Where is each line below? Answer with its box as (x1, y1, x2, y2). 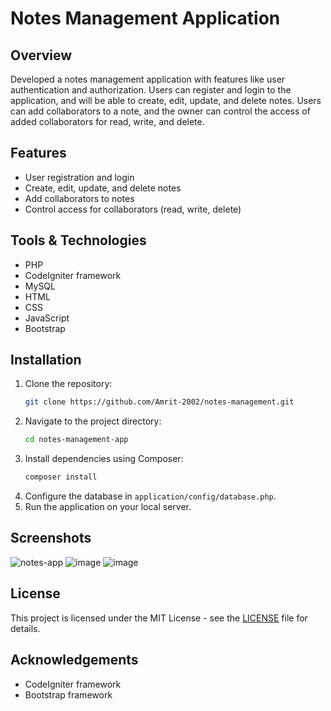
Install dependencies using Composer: (24, 453, 184, 465)
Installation (10, 352, 82, 369)
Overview (10, 47, 73, 64)
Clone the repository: (24, 378, 113, 390)
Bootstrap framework (24, 688, 113, 701)
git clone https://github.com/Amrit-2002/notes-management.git (24, 397, 295, 407)
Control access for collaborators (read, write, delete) (24, 203, 242, 215)
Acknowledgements (10, 652, 139, 669)
